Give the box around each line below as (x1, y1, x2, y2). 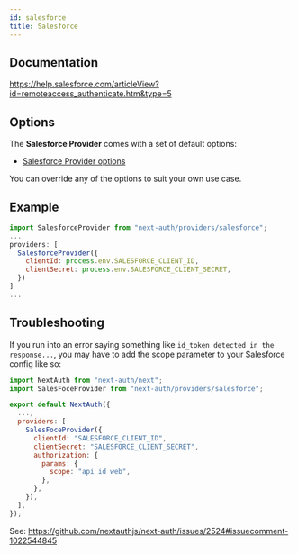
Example (9, 199, 59, 214)
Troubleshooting (9, 315, 105, 331)
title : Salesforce (9, 22, 78, 31)
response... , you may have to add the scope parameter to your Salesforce (9, 349, 285, 359)
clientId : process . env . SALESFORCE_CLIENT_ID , (25, 257, 200, 266)
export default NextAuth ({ (9, 400, 111, 410)
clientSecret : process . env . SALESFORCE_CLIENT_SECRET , (25, 265, 231, 275)
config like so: (9, 358, 61, 369)
